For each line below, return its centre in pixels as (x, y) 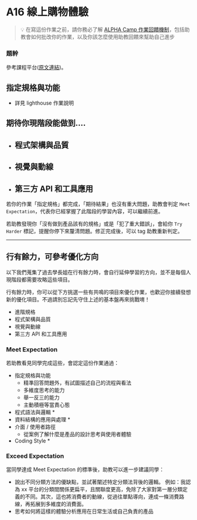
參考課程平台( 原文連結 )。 (36, 68)
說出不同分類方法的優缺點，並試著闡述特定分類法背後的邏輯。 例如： (97, 482)
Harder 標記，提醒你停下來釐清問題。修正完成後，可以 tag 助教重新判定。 (94, 231)
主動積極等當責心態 (47, 405)
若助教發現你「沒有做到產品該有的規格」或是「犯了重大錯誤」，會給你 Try (94, 224)
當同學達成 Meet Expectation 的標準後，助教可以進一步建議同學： (85, 469)
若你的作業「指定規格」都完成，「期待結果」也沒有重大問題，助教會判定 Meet (98, 204)
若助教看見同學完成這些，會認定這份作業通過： (62, 363)
